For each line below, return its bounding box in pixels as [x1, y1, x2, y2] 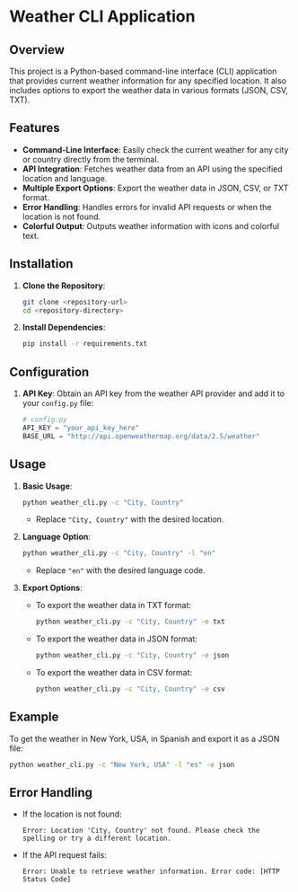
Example [9, 710, 59, 725]
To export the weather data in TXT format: [35, 600, 191, 611]
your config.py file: [22, 398, 94, 409]
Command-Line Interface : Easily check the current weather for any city [22, 144, 289, 155]
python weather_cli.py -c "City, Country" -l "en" [22, 549, 216, 558]
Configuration [9, 364, 90, 379]
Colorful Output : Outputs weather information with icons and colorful [22, 220, 280, 231]
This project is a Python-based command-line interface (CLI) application [9, 66, 277, 76]
